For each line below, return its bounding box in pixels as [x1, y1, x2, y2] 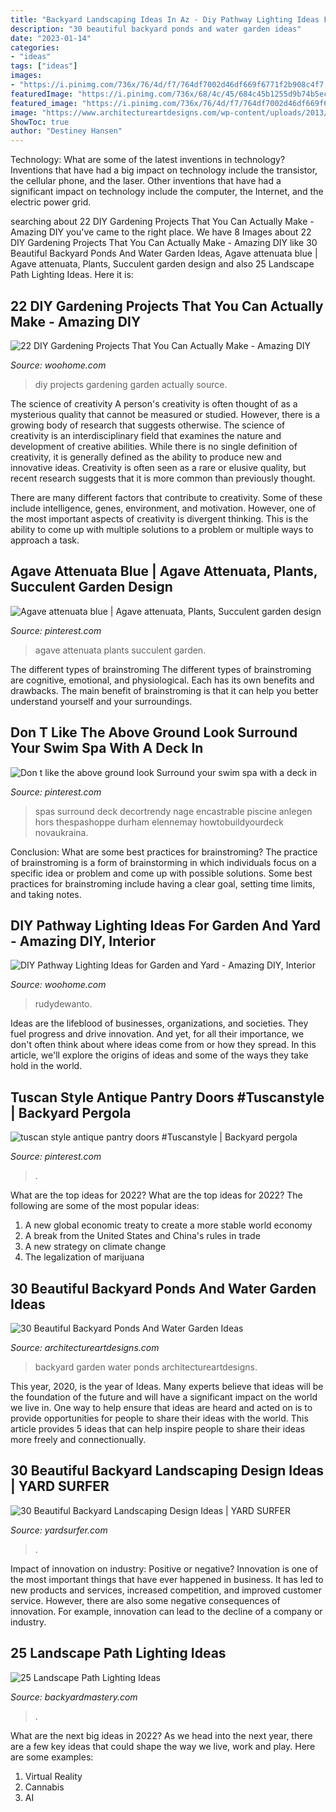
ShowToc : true [10, 117, 70, 127]
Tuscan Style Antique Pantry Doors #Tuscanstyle [10, 1089, 325, 1106]
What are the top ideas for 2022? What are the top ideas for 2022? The [10, 1189, 303, 1201]
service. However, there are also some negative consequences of [10, 1594, 281, 1606]
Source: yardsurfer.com [10, 1524, 108, 1536]
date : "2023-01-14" [10, 33, 92, 43]
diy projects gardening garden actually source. [34, 378, 228, 390]
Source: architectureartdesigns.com [10, 1342, 160, 1353]
